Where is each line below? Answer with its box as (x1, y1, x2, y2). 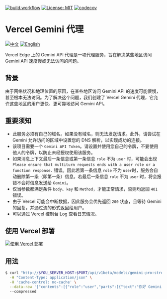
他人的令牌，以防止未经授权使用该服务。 (12, 149, 95, 155)
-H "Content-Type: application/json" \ (9, 275, 92, 280)
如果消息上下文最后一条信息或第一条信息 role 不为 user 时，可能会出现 (12, 155, 158, 161)
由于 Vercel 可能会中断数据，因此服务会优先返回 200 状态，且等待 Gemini (12, 198, 162, 204)
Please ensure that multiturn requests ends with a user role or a (12, 162, 155, 167)
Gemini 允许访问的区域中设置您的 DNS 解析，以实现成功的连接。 (12, 137, 145, 143)
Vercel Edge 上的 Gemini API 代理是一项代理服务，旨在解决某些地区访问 (5, 51, 152, 57)
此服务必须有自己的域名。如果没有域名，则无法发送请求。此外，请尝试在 (12, 131, 161, 137)
